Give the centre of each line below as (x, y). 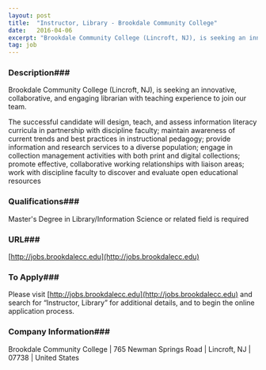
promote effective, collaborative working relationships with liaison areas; (126, 164)
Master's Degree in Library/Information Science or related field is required (129, 219)
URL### (24, 239)
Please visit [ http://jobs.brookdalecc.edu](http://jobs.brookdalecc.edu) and (131, 295)
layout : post (30, 15)
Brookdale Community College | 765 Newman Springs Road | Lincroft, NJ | (129, 349)
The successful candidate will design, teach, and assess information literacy (133, 122)
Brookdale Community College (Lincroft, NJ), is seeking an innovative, (123, 90)
